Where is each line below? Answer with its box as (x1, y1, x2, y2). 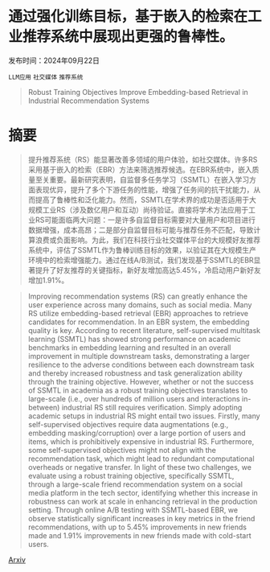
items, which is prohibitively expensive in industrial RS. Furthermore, (27, 436, 255, 446)
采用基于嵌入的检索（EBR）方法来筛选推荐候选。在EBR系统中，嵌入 (27, 164, 252, 174)
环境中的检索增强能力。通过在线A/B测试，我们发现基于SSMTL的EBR (27, 255, 255, 265)
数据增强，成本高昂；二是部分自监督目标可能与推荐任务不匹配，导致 (27, 224, 254, 234)
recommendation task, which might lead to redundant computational (27, 454, 255, 463)
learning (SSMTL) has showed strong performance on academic (27, 334, 241, 344)
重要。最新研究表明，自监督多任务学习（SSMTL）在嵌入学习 (49, 175, 250, 184)
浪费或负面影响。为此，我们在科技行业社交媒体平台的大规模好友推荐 (35, 235, 261, 245)
